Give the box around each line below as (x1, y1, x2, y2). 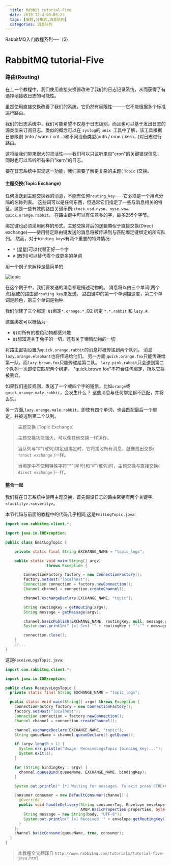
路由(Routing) (5, 73, 40, 81)
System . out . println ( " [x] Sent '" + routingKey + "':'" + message (23, 623, 167, 629)
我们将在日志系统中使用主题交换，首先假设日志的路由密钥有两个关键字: (5, 494, 154, 500)
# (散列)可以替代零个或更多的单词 (12, 252, 82, 259)
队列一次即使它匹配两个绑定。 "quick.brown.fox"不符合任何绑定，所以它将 (9, 366, 165, 372)
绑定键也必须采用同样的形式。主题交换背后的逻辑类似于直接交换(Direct (5, 222, 154, 228)
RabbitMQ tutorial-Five (5, 55, 104, 66)
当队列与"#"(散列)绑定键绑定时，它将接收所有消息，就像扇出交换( (17, 445, 155, 451)
